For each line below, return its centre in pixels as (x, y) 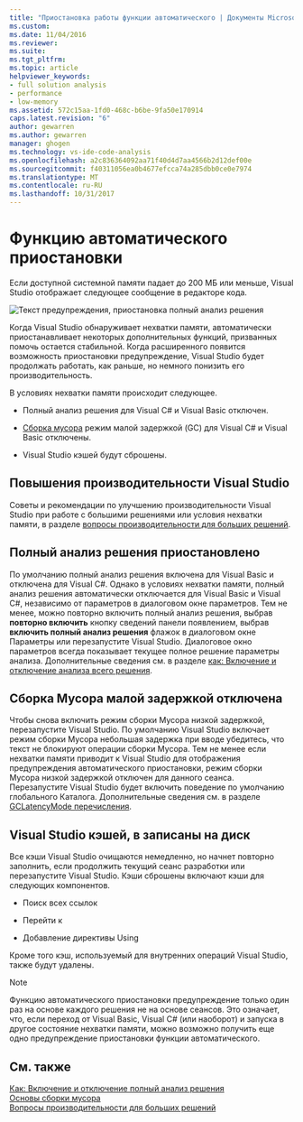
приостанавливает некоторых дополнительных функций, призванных (143, 337)
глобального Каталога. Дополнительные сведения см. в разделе (135, 797)
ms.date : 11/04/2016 (48, 34)
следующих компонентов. (60, 886)
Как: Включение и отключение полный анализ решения (117, 1088)
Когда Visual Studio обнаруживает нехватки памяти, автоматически (141, 327)
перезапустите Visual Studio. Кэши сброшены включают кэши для (137, 876)
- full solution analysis (58, 85)
